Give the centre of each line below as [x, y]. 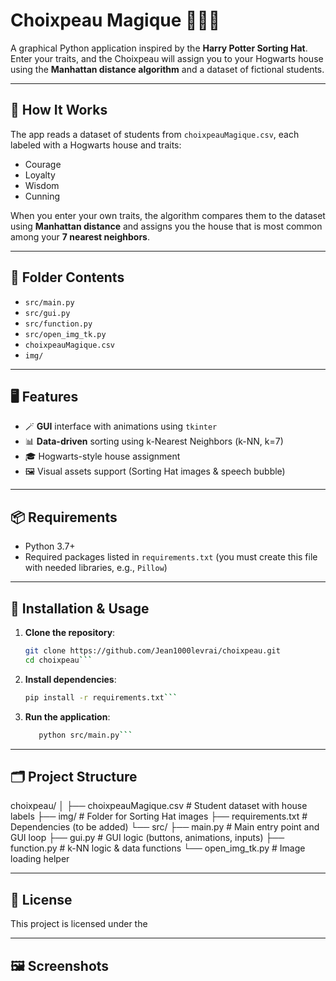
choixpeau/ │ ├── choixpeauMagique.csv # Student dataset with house [159, 806]
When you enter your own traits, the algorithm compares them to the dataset [168, 215]
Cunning [42, 196]
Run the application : [67, 716]
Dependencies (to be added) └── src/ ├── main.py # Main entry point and [165, 827]
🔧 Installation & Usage [80, 608]
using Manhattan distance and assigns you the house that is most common [166, 226]
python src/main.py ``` [85, 735]
